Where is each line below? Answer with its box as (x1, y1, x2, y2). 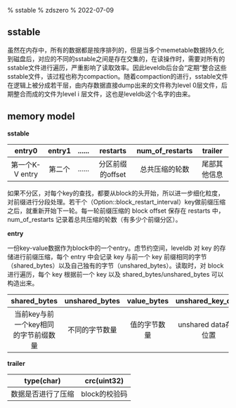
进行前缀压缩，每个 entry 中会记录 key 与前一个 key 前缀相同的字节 (13, 252, 207, 261)
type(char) (24, 376, 61, 386)
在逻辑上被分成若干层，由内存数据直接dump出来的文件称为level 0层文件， (7, 81, 221, 89)
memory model (7, 110, 75, 122)
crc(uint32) (84, 376, 124, 386)
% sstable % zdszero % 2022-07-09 (7, 6, 114, 14)
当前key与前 (13, 309, 55, 319)
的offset (99, 169, 126, 179)
